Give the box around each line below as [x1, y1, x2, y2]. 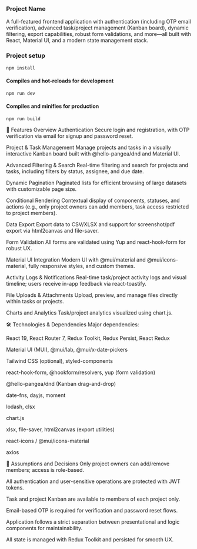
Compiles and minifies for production [6, 102, 99, 110]
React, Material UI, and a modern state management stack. [6, 37, 149, 44]
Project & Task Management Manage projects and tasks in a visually [6, 144, 171, 151]
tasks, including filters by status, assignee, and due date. [6, 168, 144, 175]
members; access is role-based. [6, 467, 84, 473]
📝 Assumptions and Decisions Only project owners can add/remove [6, 460, 170, 467]
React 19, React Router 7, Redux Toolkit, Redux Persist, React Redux [6, 335, 170, 342]
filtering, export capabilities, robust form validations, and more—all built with [6, 31, 191, 38]
